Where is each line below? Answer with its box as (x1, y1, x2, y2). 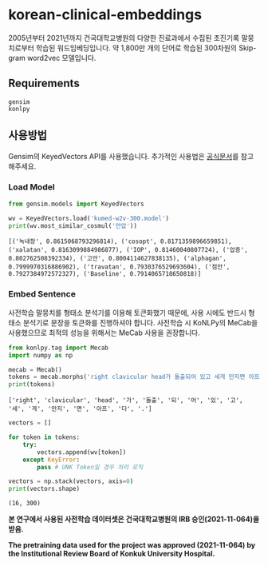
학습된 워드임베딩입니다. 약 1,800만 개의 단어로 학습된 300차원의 (35, 42, 238, 53)
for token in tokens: (8, 433, 81, 441)
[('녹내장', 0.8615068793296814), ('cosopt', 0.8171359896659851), (8, 237, 233, 245)
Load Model (8, 181, 55, 193)
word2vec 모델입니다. (26, 53, 97, 62)
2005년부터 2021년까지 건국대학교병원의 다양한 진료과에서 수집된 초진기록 (8, 33, 240, 42)
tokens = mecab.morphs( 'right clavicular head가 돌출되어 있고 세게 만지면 (8, 373, 246, 381)
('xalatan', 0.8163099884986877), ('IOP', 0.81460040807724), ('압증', (8, 246, 249, 254)
